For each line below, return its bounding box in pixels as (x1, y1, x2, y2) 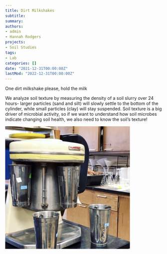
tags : (5, 50, 16, 55)
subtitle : (5, 13, 26, 18)
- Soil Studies (5, 45, 37, 50)
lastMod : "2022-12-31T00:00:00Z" (5, 71, 75, 76)
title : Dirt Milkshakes (5, 8, 55, 13)
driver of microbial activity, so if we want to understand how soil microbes (5, 111, 157, 117)
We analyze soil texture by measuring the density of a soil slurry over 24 (5, 95, 154, 101)
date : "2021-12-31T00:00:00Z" (5, 66, 68, 71)
